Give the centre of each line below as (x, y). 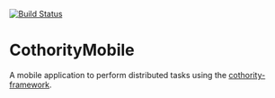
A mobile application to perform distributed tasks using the (118, 75)
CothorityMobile (72, 50)
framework (30, 85)
